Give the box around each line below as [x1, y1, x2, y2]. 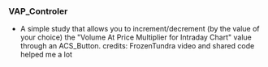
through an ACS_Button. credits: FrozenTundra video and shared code [19, 41, 255, 51]
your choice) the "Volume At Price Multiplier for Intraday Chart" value [19, 32, 252, 42]
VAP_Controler [8, 6, 68, 17]
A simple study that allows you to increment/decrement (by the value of [19, 24, 260, 34]
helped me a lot [19, 50, 73, 60]
